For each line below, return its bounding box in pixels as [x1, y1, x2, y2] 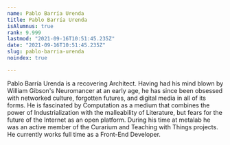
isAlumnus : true [7, 23, 54, 29]
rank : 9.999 [7, 29, 41, 36]
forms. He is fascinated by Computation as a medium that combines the [7, 101, 210, 109]
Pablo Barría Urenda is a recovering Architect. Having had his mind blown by [7, 79, 224, 88]
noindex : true [7, 55, 48, 62]
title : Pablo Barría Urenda [7, 16, 88, 23]
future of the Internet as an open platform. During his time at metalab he [7, 116, 211, 124]
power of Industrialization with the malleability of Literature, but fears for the [7, 108, 223, 116]
